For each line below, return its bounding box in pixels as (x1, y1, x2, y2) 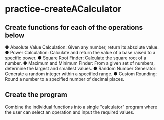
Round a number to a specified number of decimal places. (5, 76, 125, 82)
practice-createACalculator (5, 3, 122, 15)
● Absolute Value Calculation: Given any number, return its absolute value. (5, 44, 159, 50)
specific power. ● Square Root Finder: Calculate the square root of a (5, 55, 146, 61)
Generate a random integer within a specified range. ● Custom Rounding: (5, 71, 157, 77)
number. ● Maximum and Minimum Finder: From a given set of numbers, (5, 60, 155, 66)
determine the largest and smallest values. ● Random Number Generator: (5, 66, 157, 71)
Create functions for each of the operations (5, 23, 143, 32)
